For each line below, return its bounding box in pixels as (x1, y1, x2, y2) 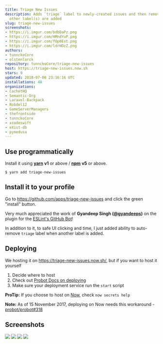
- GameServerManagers (5, 107, 49, 112)
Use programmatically (5, 147, 74, 156)
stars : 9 (5, 71, 23, 76)
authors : (5, 48, 23, 53)
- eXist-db (5, 125, 27, 130)
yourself (5, 263, 22, 268)
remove (5, 230, 20, 236)
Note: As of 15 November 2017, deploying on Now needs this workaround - (5, 301, 155, 307)
